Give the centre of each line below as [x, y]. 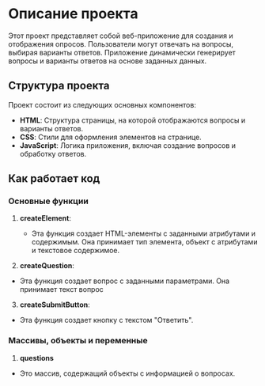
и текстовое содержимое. [76, 251]
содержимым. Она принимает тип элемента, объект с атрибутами [144, 242]
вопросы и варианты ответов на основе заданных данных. [108, 61]
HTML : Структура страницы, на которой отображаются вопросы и [132, 120]
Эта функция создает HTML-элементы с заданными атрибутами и [143, 233]
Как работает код [54, 179]
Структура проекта [59, 86]
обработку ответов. [53, 153]
